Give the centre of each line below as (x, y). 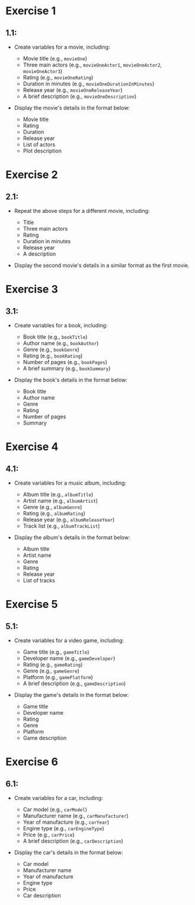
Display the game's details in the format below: (71, 695)
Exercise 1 (31, 11)
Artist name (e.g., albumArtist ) (60, 501)
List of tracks (39, 580)
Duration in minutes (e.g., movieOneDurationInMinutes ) (89, 84)
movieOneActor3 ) (43, 71)
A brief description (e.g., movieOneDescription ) (80, 96)
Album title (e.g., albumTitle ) (58, 494)
